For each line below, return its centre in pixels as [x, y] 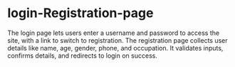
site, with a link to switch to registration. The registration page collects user [117, 40]
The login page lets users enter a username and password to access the [113, 33]
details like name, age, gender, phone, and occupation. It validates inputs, [115, 48]
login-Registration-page [80, 13]
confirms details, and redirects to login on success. [83, 56]
